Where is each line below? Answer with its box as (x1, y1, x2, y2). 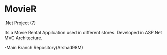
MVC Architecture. (4, 35, 43, 41)
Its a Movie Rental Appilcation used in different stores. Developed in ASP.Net (4, 29, 162, 35)
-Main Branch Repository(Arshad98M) (4, 44, 83, 50)
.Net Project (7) (4, 20, 36, 26)
